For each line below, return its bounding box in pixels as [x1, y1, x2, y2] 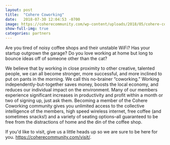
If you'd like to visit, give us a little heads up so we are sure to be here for [5, 129, 158, 134]
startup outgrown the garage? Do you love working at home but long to [5, 50, 153, 56]
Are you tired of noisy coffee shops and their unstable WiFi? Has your [5, 45, 150, 51]
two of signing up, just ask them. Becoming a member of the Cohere [5, 98, 148, 104]
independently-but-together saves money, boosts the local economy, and [5, 81, 158, 87]
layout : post [5, 7, 33, 13]
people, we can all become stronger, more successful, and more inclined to [5, 71, 162, 76]
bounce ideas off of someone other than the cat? [5, 56, 107, 61]
